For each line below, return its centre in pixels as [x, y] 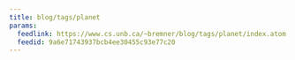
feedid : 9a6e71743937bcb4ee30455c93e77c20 [96, 42]
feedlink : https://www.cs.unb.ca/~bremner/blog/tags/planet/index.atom [152, 34]
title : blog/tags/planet [55, 17]
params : [23, 26]
